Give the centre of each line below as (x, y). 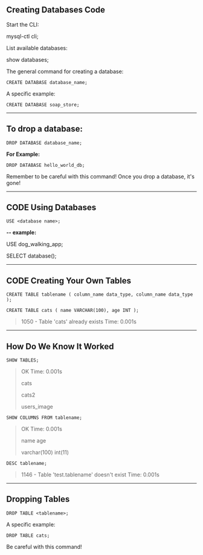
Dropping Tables (38, 499)
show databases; (27, 59)
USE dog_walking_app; (35, 244)
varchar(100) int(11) (45, 452)
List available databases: (37, 48)
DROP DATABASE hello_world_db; (46, 165)
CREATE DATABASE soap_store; (43, 105)
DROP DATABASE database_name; (44, 143)
